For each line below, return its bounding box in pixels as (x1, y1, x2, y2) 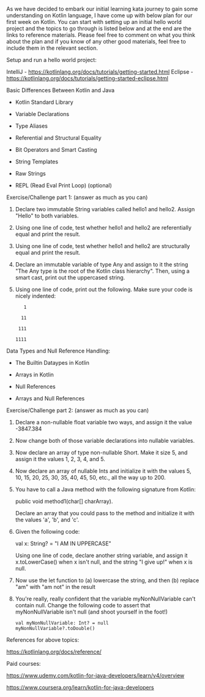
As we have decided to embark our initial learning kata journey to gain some (6, 6, 198, 12)
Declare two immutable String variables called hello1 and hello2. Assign (15, 206, 195, 212)
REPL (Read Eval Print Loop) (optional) (15, 182, 112, 189)
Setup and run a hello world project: (6, 56, 97, 63)
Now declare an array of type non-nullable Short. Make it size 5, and (15, 449, 188, 456)
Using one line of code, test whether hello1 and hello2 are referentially (15, 224, 192, 231)
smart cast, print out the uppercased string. (15, 274, 125, 281)
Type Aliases (15, 122, 48, 130)
